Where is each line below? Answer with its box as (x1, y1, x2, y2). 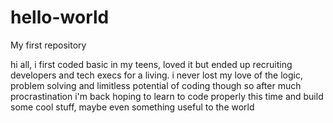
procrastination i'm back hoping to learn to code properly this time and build (10, 90, 324, 102)
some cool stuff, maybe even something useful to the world (10, 101, 255, 113)
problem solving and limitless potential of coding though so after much (10, 79, 302, 91)
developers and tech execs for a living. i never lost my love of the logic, (10, 69, 303, 81)
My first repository (10, 39, 87, 51)
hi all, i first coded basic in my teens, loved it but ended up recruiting (10, 58, 293, 70)
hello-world (10, 6, 110, 29)
